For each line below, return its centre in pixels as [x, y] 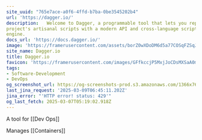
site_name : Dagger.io [33, 51]
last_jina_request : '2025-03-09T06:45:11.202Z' [67, 91]
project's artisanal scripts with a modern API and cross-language [93, 29]
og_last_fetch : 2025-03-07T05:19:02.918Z [59, 101]
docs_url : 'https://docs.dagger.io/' [54, 40]
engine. [16, 34]
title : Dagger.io [28, 57]
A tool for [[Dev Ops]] [33, 119]
